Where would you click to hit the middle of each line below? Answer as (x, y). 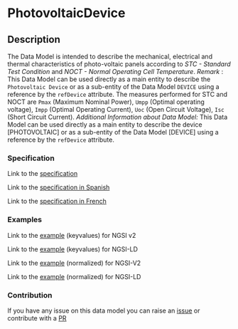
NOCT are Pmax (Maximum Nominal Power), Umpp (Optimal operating (106, 102)
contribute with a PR (37, 318)
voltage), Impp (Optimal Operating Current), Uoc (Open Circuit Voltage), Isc (116, 109)
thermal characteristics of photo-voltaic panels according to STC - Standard (119, 64)
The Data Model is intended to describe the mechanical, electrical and (110, 56)
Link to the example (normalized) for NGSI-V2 (74, 263)
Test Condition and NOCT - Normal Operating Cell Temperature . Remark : (115, 72)
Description (34, 40)
